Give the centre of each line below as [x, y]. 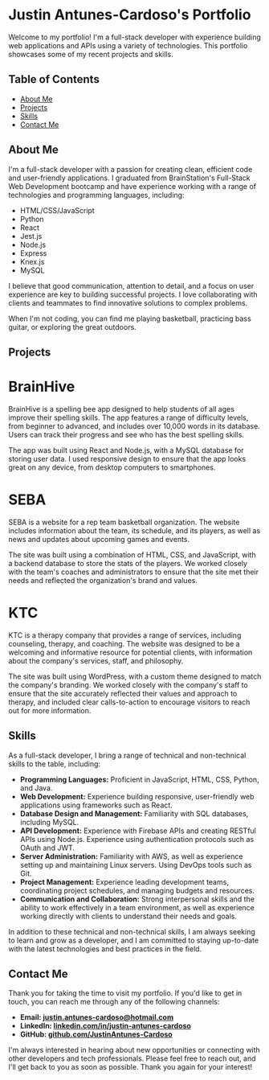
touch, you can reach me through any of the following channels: [114, 1002]
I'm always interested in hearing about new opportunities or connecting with [134, 1050]
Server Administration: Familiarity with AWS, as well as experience [131, 856]
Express [33, 253]
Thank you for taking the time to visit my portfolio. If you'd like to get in [125, 993]
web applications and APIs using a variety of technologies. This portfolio [128, 45]
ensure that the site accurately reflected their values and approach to [123, 693]
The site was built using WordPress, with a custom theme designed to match [135, 676]
